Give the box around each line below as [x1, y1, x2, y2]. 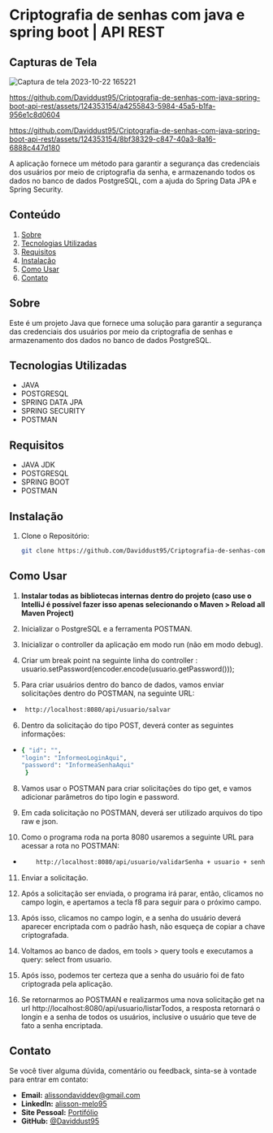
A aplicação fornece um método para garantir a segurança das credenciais [9, 158, 261, 168]
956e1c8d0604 [9, 110, 60, 119]
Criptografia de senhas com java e [9, 6, 245, 24]
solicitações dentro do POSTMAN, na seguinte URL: [20, 688, 195, 698]
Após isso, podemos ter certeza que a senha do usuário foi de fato [20, 970, 245, 980]
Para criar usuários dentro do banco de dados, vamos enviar [20, 679, 224, 689]
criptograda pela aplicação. [20, 979, 113, 988]
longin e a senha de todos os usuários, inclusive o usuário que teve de [20, 1012, 257, 1022]
